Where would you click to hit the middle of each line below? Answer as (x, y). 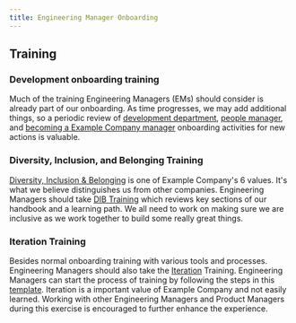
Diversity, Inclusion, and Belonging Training (106, 161)
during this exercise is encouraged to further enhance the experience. (139, 308)
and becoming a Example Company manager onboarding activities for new (147, 127)
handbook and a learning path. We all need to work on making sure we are (147, 208)
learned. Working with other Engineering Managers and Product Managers (147, 299)
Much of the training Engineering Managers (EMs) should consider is (137, 99)
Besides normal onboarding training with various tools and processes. (138, 260)
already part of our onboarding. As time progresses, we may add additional (148, 109)
